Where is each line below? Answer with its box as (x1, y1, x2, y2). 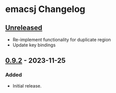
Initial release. (12, 82, 42, 88)
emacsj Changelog (5, 3, 86, 15)
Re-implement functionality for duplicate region (12, 36, 111, 42)
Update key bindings (12, 42, 56, 48)
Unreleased (5, 23, 43, 32)
